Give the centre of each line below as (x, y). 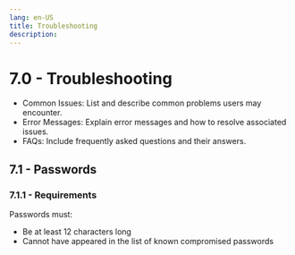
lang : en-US (31, 17)
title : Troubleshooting (54, 26)
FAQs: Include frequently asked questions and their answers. (134, 141)
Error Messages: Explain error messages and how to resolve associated (154, 123)
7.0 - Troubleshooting (91, 78)
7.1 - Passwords (53, 170)
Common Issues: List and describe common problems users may (142, 103)
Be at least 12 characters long (77, 232)
